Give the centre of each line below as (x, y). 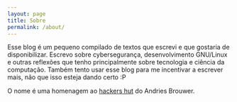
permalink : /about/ (36, 27)
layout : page (27, 14)
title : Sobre (27, 21)
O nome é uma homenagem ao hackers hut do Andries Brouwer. (101, 91)
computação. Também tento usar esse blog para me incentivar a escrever (115, 70)
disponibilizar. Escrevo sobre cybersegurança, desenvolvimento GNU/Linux (117, 55)
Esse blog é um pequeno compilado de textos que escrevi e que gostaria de (118, 47)
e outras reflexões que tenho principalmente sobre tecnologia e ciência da (116, 62)
